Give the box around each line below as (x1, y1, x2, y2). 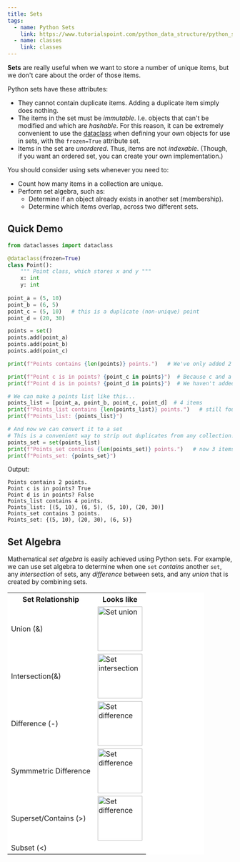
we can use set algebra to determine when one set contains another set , (7, 563, 222, 571)
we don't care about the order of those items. (7, 71, 141, 79)
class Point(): (7, 262, 53, 269)
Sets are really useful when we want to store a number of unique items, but (7, 64, 229, 71)
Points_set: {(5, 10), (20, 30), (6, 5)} (7, 516, 133, 524)
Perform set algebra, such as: (17, 187, 106, 195)
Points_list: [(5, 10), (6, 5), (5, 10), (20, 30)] (7, 504, 164, 511)
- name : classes (14, 37, 62, 44)
